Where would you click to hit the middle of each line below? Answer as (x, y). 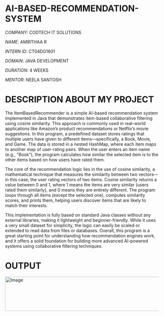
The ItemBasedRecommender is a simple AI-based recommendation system (82, 113)
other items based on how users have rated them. (55, 160)
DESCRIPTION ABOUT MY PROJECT (80, 99)
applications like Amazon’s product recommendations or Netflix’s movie (77, 128)
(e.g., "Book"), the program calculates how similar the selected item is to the (82, 154)
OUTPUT (23, 266)
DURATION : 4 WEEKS (27, 70)
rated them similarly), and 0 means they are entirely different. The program (80, 190)
